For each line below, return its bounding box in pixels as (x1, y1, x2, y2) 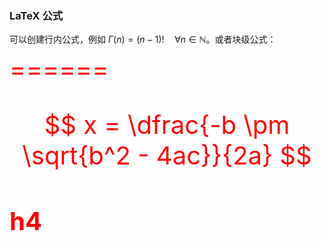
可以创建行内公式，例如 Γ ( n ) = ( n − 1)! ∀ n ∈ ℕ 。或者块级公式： (9, 33, 277, 46)
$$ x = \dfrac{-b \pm (43, 109, 291, 141)
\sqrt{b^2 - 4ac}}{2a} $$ (22, 140, 312, 172)
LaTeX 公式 (9, 8, 64, 22)
